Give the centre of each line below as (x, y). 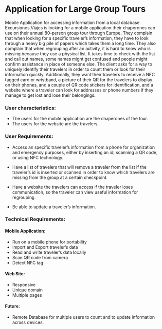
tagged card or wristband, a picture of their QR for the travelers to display (79, 80)
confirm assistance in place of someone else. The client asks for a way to (79, 64)
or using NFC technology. (38, 157)
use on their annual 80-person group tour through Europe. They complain (79, 33)
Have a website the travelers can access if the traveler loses (72, 187)
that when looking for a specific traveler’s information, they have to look (77, 38)
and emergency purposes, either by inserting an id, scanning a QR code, (85, 152)
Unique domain (27, 290)
